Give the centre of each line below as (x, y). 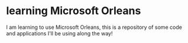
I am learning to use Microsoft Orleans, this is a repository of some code (94, 27)
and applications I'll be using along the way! (59, 33)
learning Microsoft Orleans (74, 11)
